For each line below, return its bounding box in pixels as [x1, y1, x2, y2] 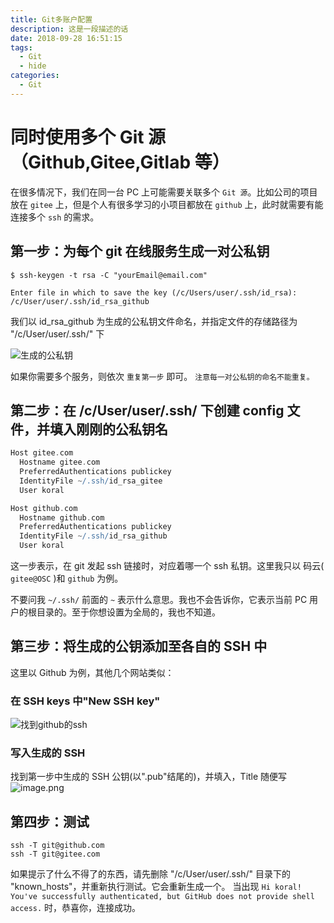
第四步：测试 [10, 813, 90, 830]
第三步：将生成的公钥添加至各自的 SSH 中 [10, 638, 268, 655]
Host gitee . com [10, 448, 74, 458]
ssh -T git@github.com [10, 841, 105, 851]
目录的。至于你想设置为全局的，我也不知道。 [36, 606, 221, 618]
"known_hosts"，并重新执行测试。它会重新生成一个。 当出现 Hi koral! [10, 881, 302, 893]
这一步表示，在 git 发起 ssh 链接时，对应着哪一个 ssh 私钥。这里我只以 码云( [10, 560, 325, 572]
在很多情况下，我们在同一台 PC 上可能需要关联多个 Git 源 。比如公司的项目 [10, 186, 318, 198]
